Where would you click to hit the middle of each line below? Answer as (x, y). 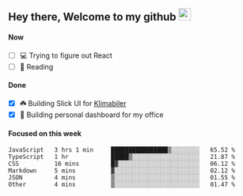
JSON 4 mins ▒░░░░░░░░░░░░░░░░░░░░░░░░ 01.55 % (122, 178)
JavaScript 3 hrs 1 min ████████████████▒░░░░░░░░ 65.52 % (122, 150)
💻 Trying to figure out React (66, 55)
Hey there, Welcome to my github (92, 17)
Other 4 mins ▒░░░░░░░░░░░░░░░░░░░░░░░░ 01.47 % (122, 185)
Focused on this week (45, 133)
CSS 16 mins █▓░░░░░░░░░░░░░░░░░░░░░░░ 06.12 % (122, 164)
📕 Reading (36, 66)
